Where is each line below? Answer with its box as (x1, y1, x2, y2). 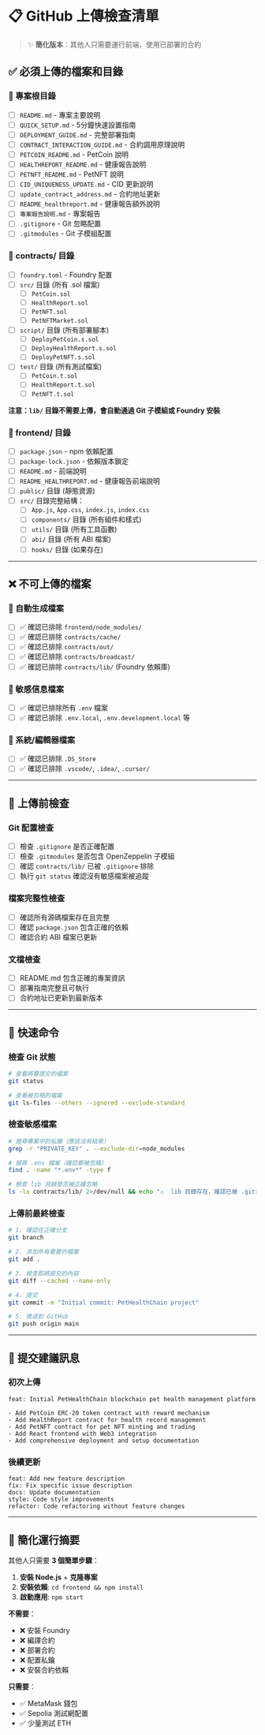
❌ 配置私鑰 (19, 1655, 55, 1665)
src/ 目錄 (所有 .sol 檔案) (19, 279, 100, 289)
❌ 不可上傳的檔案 (8, 577, 91, 590)
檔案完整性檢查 (8, 893, 65, 904)
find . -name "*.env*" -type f (8, 1166, 111, 1174)
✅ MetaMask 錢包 (19, 1698, 78, 1708)
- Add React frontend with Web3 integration (8, 1430, 157, 1438)
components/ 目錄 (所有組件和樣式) (31, 514, 142, 525)
